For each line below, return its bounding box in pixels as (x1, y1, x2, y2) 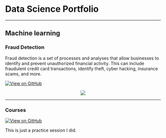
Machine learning (5, 29, 60, 37)
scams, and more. (5, 70, 42, 77)
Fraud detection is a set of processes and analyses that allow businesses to (5, 55, 159, 61)
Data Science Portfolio (5, 3, 99, 15)
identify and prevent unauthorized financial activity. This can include (5, 60, 145, 66)
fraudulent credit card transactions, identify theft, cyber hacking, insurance (5, 66, 158, 71)
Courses (5, 106, 26, 113)
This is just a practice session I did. (5, 127, 77, 133)
